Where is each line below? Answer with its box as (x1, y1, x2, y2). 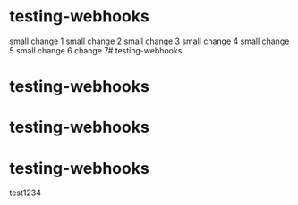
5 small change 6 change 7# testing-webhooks (9, 45, 183, 55)
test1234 (9, 187, 42, 198)
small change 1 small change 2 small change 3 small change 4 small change (9, 36, 290, 46)
